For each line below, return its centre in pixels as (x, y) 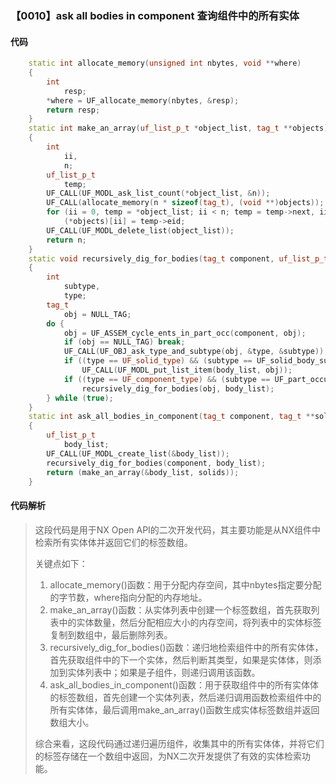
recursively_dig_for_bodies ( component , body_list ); (156, 463)
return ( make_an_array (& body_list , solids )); (143, 472)
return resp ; (73, 110)
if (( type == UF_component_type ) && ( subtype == (167, 379)
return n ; (66, 240)
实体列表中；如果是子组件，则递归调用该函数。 (164, 672)
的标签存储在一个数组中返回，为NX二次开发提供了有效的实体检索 (168, 756)
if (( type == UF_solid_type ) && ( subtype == (158, 361)
